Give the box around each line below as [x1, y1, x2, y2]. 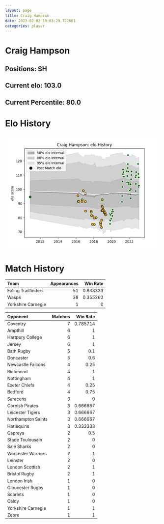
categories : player [5, 24, 45, 28]
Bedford [7, 389, 24, 395]
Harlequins [7, 423, 29, 429]
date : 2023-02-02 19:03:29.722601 [5, 18, 76, 23]
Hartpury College [7, 334, 42, 340]
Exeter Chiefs [7, 382, 34, 388]
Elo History [5, 118, 51, 129]
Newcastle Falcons [7, 361, 46, 368]
